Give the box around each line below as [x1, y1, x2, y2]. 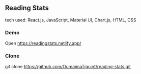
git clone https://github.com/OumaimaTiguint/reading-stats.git [5, 64, 131, 70]
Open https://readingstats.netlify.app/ [5, 40, 82, 46]
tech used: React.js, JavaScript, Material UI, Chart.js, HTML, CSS [5, 17, 137, 23]
